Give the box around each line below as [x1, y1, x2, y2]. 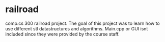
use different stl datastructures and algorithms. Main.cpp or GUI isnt [5, 25, 148, 31]
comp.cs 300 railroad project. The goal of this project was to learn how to [5, 20, 160, 26]
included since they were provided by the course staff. [5, 31, 120, 37]
